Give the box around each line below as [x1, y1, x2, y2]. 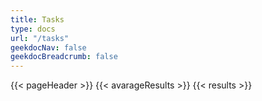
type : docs [10, 24, 56, 34]
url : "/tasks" [10, 33, 70, 43]
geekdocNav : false [10, 42, 87, 53]
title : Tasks [10, 14, 65, 25]
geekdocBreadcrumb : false [10, 52, 118, 62]
